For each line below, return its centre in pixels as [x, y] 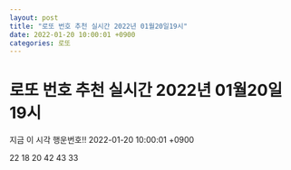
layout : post [34, 18]
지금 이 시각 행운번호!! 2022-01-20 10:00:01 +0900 [102, 140]
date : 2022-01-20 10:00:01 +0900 [73, 34]
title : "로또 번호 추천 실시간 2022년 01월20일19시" [99, 26]
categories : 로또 [40, 43]
